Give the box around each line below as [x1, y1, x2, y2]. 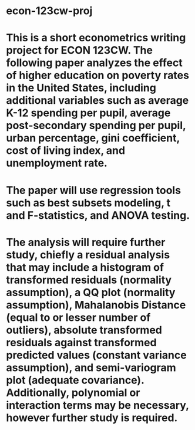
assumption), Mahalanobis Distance [6, 298, 186, 311]
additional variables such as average [6, 94, 189, 107]
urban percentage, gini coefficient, [6, 132, 180, 145]
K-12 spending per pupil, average [6, 106, 171, 120]
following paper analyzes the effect [6, 56, 183, 70]
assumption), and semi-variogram [6, 361, 176, 374]
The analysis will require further [6, 235, 166, 249]
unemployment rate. [6, 156, 107, 170]
